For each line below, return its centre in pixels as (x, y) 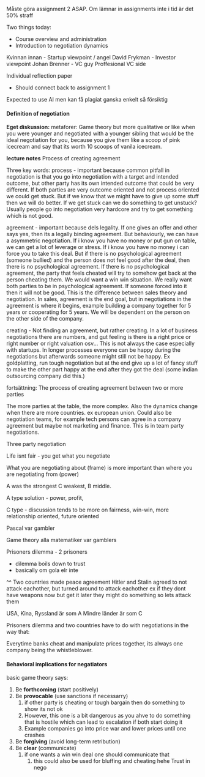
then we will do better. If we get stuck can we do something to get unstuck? (102, 203)
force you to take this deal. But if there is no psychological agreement (94, 254)
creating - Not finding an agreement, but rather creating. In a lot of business (102, 330)
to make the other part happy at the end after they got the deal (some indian (102, 370)
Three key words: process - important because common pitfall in (88, 170)
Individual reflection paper (39, 76)
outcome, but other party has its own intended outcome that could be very (100, 184)
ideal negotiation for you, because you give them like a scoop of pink (93, 140)
